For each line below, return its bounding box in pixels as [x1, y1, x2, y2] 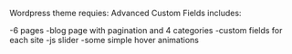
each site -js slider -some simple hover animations [9, 35, 199, 45]
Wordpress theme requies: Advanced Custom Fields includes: [9, 8, 242, 18]
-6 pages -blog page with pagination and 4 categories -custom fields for [9, 25, 283, 35]
